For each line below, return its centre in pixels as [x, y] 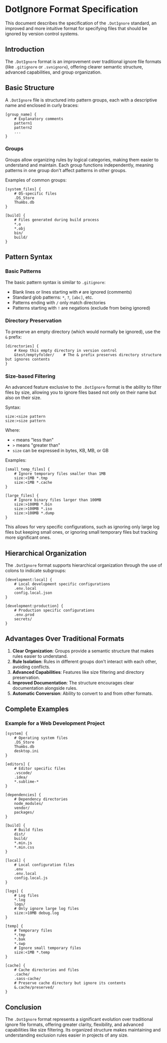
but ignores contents [28, 359]
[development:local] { [29, 580]
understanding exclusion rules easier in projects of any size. [67, 1035]
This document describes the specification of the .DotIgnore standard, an [81, 23]
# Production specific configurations [54, 610]
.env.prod [24, 615]
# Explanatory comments [39, 119]
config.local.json [33, 593]
